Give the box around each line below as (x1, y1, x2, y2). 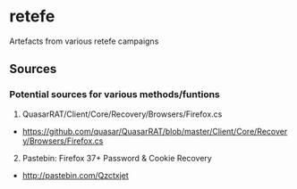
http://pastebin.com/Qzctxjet (21, 169, 130, 180)
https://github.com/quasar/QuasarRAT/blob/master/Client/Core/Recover (21, 126, 288, 136)
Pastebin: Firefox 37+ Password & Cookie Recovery (21, 152, 212, 163)
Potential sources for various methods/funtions (9, 88, 221, 101)
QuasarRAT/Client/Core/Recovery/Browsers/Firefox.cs (21, 109, 223, 119)
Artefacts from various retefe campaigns (9, 36, 159, 46)
